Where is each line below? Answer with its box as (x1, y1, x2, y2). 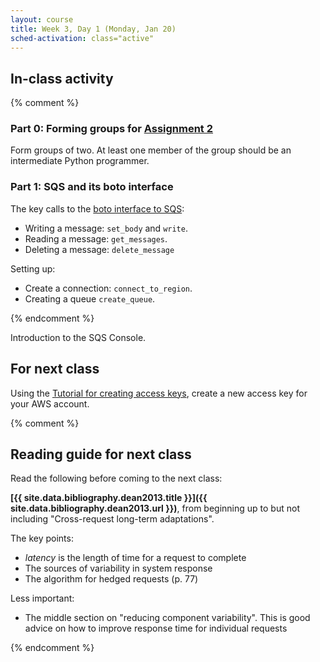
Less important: (10, 592, 75, 605)
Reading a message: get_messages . (24, 232, 168, 245)
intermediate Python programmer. (10, 155, 150, 167)
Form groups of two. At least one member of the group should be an (10, 144, 292, 156)
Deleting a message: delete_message (24, 243, 175, 255)
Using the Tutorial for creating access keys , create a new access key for (10, 387, 308, 399)
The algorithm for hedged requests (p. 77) (24, 573, 199, 585)
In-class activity (10, 70, 114, 87)
